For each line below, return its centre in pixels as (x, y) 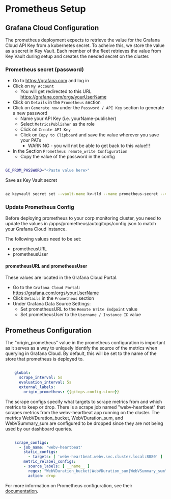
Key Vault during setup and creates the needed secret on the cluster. (77, 56)
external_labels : (37, 387)
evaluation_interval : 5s (45, 383)
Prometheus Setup (46, 9)
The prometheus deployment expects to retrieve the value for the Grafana (83, 40)
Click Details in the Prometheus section (53, 298)
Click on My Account (33, 86)
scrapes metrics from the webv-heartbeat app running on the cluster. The (82, 412)
